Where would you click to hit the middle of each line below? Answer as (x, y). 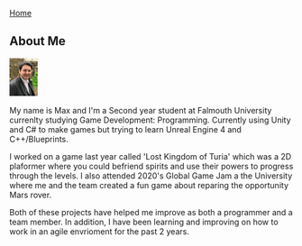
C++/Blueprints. (39, 139)
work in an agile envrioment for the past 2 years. (99, 232)
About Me (37, 41)
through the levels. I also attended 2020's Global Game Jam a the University (151, 176)
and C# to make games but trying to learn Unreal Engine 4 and (125, 129)
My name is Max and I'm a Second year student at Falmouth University (141, 110)
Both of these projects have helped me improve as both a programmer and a (151, 212)
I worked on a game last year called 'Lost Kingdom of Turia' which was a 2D (151, 156)
